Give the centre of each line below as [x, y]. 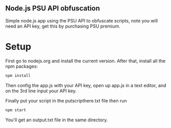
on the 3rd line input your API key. [41, 91]
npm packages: [22, 66]
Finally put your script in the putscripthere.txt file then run [66, 100]
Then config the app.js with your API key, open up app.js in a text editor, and [86, 85]
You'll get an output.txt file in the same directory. [57, 120]
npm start [16, 110]
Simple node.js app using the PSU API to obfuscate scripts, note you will [81, 20]
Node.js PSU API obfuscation [53, 8]
